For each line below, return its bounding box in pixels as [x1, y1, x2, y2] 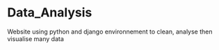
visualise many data [7, 34, 64, 42]
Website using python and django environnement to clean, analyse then [7, 27, 213, 36]
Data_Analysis [7, 5, 92, 21]
